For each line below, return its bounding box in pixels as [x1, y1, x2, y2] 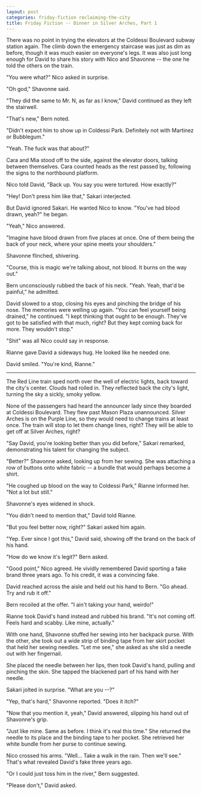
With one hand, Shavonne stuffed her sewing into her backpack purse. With [6, 631, 194, 638]
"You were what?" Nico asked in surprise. [6, 73, 109, 81]
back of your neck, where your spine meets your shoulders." [6, 240, 156, 248]
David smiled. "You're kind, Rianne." [6, 361, 95, 368]
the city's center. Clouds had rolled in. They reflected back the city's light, [6, 384, 189, 391]
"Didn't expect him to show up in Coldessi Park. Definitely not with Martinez [6, 127, 194, 134]
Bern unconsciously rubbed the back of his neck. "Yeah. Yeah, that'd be [6, 282, 185, 289]
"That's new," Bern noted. [6, 115, 70, 122]
